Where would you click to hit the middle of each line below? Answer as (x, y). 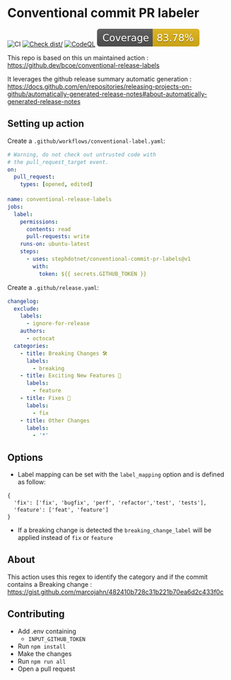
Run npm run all (42, 661)
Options (25, 457)
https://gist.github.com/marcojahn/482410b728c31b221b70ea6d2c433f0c (115, 592)
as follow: (31, 482)
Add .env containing (47, 631)
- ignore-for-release (58, 324)
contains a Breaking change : (50, 584)
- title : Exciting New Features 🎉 (71, 376)
